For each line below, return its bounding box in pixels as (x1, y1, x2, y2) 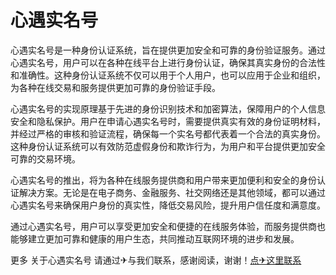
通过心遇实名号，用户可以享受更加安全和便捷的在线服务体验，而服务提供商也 (10, 220, 326, 232)
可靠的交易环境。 (10, 152, 81, 165)
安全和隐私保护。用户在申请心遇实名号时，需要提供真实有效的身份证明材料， (10, 115, 326, 127)
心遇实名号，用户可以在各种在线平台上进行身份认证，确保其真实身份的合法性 (10, 56, 326, 68)
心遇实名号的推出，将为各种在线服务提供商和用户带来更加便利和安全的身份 (10, 174, 317, 186)
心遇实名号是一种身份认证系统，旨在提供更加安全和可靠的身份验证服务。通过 (10, 44, 326, 56)
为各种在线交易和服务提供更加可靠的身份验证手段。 (10, 81, 221, 93)
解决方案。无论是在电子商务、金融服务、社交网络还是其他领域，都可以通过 (18, 186, 326, 198)
